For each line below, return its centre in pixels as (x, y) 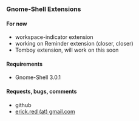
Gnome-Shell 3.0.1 (38, 77)
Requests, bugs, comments (42, 91)
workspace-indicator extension (54, 37)
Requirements (25, 64)
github (23, 105)
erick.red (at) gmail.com (45, 111)
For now (17, 24)
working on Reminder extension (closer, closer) (74, 44)
